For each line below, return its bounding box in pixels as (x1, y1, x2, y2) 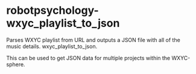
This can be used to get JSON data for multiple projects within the (6, 54, 171, 61)
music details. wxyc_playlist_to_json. (6, 43, 98, 50)
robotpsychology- (6, 4, 100, 17)
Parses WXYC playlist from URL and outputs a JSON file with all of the (6, 36, 181, 43)
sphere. (6, 61, 25, 68)
